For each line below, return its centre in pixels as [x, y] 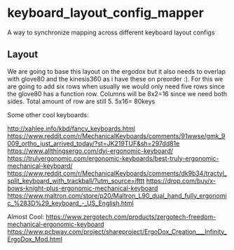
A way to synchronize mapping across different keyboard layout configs [111, 32]
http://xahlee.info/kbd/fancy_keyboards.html [71, 129]
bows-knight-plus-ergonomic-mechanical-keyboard [83, 188]
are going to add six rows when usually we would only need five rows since [116, 86]
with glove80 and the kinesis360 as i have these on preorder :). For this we [115, 79]
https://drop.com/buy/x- [181, 180]
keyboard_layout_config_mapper [106, 13]
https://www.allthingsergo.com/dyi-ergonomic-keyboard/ [90, 151]
